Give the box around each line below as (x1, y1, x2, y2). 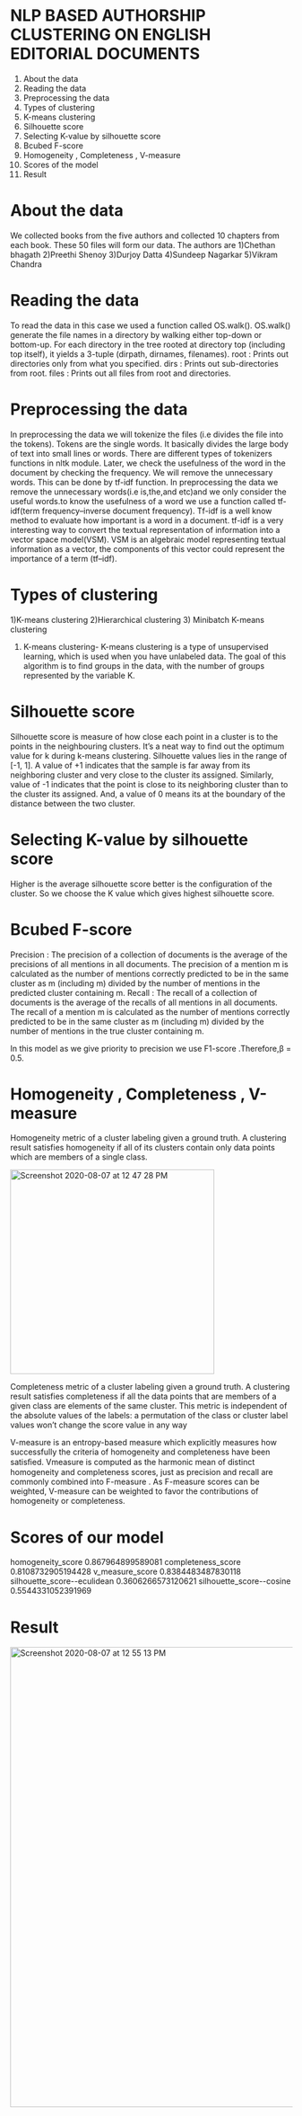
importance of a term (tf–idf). (10, 553, 117, 564)
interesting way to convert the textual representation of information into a (10, 524, 280, 535)
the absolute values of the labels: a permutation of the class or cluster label (10, 1410, 289, 1421)
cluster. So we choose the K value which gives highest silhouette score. (10, 887, 275, 899)
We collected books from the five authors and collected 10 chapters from (10, 230, 280, 241)
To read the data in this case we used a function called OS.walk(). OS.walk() (10, 320, 291, 331)
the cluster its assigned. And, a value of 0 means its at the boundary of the (10, 788, 286, 799)
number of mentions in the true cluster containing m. (10, 1026, 204, 1036)
